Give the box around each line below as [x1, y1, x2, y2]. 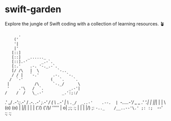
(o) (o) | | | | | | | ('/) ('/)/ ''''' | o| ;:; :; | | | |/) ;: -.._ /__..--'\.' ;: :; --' [5, 104, 163, 110]
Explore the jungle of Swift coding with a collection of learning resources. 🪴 [5, 20, 165, 26]
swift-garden [5, 4, 62, 15]
